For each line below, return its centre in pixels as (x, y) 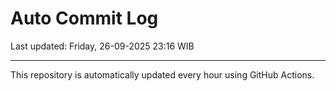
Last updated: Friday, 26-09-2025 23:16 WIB (102, 46)
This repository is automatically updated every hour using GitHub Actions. (162, 74)
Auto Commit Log (84, 18)
